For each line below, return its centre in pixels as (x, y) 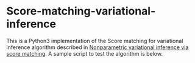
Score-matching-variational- (81, 11)
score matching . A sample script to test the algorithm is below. (85, 53)
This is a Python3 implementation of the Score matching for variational (95, 41)
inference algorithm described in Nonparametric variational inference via (97, 47)
